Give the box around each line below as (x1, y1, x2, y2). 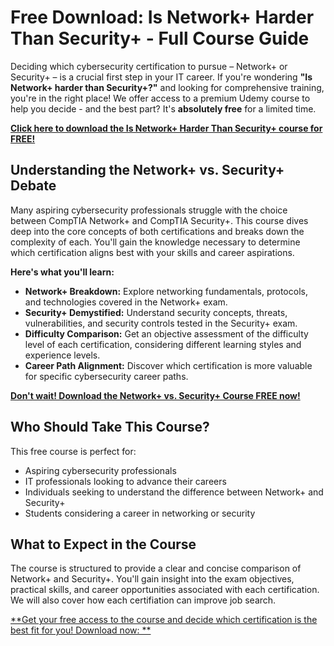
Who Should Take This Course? (10, 419, 210, 436)
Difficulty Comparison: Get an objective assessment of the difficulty (24, 327, 309, 340)
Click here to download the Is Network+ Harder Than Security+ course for (10, 122, 323, 134)
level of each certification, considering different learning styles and (24, 338, 302, 350)
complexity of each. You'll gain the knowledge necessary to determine (10, 236, 301, 248)
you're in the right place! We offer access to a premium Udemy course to (10, 92, 311, 104)
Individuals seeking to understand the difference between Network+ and (24, 486, 324, 498)
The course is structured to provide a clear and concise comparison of (10, 562, 302, 575)
